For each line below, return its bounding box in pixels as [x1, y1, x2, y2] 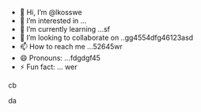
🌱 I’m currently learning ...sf [19, 25, 111, 33]
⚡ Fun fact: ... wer [19, 62, 78, 71]
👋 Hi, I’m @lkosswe [19, 8, 82, 17]
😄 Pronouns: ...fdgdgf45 [19, 53, 101, 63]
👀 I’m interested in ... [19, 16, 87, 25]
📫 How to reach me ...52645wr [19, 42, 123, 51]
